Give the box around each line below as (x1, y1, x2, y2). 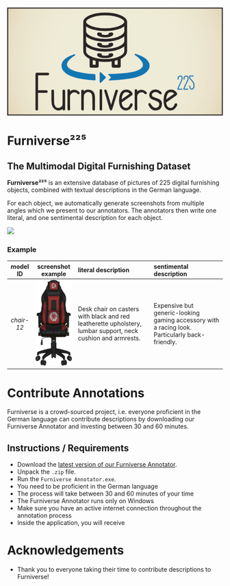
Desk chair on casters (77, 305, 140, 313)
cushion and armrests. (77, 334, 141, 343)
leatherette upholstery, (77, 319, 142, 328)
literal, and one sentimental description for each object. (7, 214, 163, 221)
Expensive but (153, 301, 194, 309)
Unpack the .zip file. (16, 467, 77, 476)
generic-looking (153, 308, 200, 317)
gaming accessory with (153, 316, 220, 324)
